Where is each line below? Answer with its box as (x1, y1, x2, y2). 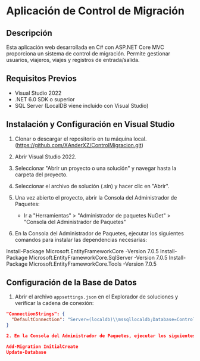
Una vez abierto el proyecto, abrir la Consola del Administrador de (14, 194, 177, 201)
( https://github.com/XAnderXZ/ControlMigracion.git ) (14, 141, 144, 148)
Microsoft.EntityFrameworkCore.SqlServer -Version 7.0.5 (29, 254, 168, 261)
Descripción (6, 28, 52, 38)
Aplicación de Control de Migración (6, 4, 185, 18)
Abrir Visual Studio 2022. (14, 153, 77, 160)
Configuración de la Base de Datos (6, 278, 137, 288)
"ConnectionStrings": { (6, 311, 65, 317)
